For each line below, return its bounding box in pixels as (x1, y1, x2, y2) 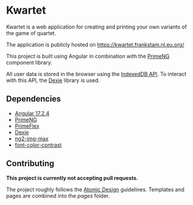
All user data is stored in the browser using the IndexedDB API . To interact (6, 70, 186, 77)
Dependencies (6, 94, 61, 104)
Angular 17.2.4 (14, 109, 50, 116)
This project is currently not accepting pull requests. (6, 174, 139, 181)
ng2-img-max (14, 135, 49, 142)
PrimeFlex (14, 122, 40, 130)
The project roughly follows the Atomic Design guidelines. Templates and (6, 185, 185, 193)
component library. (6, 59, 53, 66)
